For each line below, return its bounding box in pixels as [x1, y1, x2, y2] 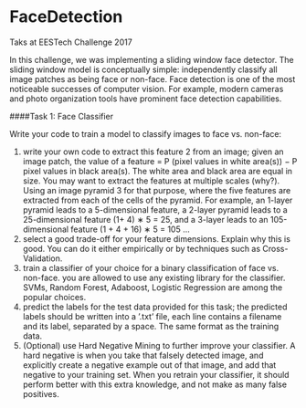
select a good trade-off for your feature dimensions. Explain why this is [22, 233, 290, 244]
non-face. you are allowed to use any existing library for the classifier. [22, 272, 286, 283]
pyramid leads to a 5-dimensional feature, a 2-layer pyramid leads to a [22, 204, 288, 215]
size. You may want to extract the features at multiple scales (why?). [22, 175, 280, 186]
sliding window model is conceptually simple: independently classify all [9, 64, 278, 75]
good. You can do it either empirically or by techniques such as [22, 243, 261, 254]
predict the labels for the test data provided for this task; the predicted [22, 301, 288, 312]
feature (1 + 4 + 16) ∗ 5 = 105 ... [70, 224, 190, 235]
